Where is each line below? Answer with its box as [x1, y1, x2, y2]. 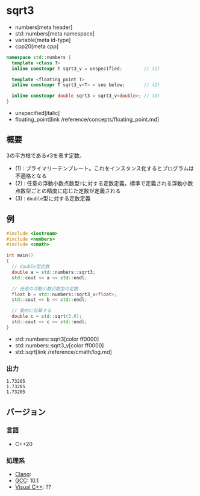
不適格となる [14, 172, 47, 179]
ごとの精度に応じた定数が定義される [31, 187, 121, 194]
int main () [6, 252, 34, 259]
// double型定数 [11, 264, 50, 270]
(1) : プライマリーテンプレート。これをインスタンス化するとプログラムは [14, 164, 194, 172]
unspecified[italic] [14, 110, 60, 117]
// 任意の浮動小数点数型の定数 [11, 285, 78, 292]
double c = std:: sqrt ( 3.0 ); [11, 314, 83, 320]
